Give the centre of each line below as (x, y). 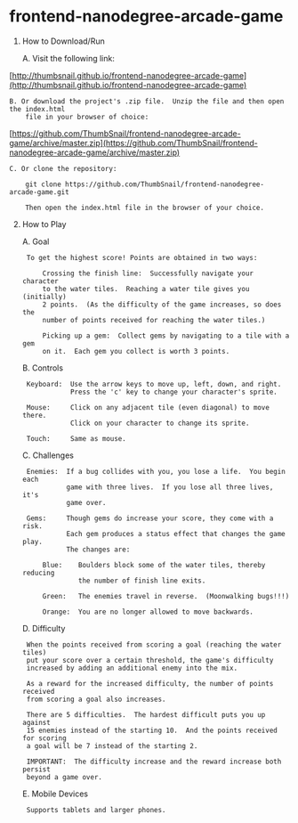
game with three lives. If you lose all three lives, (170, 487)
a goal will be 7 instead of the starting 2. (112, 746)
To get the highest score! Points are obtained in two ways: (142, 257)
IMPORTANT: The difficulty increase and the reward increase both (154, 762)
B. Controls (43, 368)
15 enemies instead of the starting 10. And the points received (152, 730)
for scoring (44, 738)
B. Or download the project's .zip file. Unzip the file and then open (147, 101)
